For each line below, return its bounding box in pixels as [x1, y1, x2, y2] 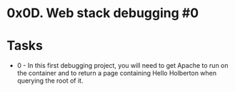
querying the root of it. [16, 76, 84, 85]
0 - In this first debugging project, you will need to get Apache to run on [16, 61, 229, 70]
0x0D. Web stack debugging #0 [6, 5, 199, 21]
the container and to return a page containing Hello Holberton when [16, 69, 217, 78]
